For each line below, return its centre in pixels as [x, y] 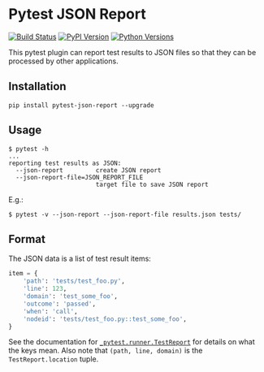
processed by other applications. [64, 61]
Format [27, 239]
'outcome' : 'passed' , [59, 304]
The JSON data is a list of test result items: [80, 259]
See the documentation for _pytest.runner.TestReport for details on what [132, 342]
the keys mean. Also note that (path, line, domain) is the [106, 351]
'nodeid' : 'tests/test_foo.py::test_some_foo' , [105, 319]
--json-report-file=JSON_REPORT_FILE [80, 177]
